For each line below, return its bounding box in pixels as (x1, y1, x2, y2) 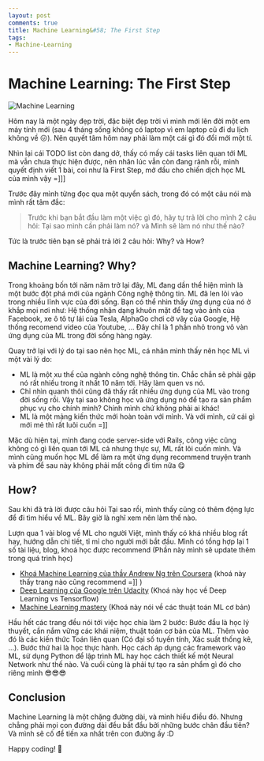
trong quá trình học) (8, 553, 73, 563)
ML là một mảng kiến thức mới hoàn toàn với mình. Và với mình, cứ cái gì (19, 412, 255, 421)
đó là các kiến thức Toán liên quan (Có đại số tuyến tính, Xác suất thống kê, (8, 634, 254, 644)
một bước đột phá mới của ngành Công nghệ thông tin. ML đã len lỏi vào (8, 288, 244, 298)
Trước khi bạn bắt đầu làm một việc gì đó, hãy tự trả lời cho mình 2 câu (27, 213, 257, 222)
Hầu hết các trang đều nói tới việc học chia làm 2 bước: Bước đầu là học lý (8, 617, 250, 627)
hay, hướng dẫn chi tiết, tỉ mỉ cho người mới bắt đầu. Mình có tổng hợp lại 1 (8, 537, 250, 546)
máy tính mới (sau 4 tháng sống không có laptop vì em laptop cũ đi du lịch (8, 125, 249, 134)
